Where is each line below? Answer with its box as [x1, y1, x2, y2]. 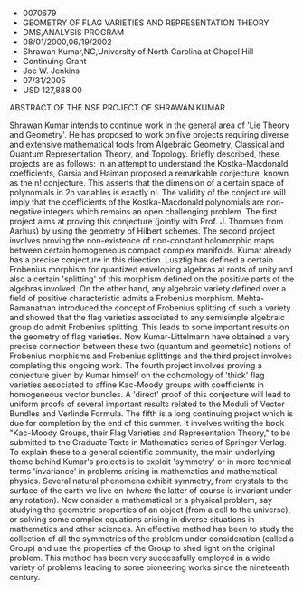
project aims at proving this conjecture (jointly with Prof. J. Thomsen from [9, 216, 284, 226]
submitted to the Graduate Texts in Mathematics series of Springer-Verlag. [9, 437, 287, 447]
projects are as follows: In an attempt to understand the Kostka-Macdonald [9, 158, 289, 168]
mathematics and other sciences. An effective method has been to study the [9, 524, 295, 534]
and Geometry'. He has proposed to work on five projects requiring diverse [9, 129, 289, 139]
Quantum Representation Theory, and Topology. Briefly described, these [9, 148, 280, 159]
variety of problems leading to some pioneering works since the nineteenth [9, 562, 289, 573]
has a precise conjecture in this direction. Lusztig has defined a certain [9, 254, 274, 265]
